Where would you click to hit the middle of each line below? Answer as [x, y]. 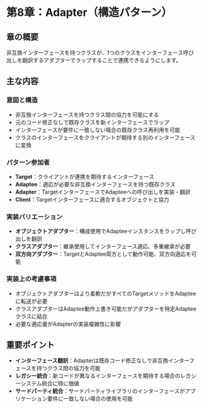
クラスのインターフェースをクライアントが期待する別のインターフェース [105, 137]
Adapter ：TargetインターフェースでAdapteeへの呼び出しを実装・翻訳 [103, 192]
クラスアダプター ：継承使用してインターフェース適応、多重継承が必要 [103, 247]
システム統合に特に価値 [50, 384]
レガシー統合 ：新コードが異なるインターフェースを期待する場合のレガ [103, 376]
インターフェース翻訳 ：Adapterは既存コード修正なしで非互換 [92, 361]
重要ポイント [30, 345]
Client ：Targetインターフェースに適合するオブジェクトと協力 [92, 199]
